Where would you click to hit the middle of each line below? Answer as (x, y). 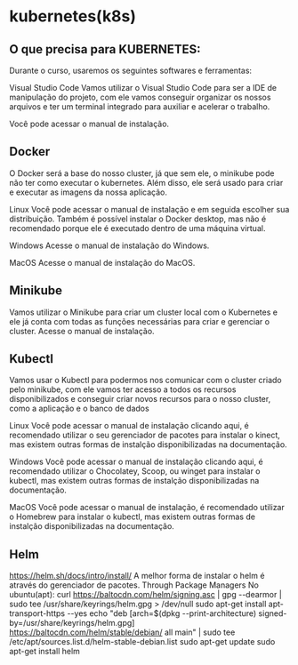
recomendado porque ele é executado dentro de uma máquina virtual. (137, 228)
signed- (273, 613)
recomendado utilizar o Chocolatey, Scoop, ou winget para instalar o (135, 471)
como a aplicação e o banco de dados (79, 409)
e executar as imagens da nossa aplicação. (88, 192)
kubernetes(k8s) (72, 16)
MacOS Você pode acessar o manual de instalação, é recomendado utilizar (147, 508)
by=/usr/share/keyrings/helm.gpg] (72, 623)
